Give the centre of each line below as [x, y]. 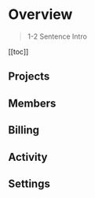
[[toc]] [18, 51]
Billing [24, 131]
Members [32, 103]
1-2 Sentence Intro [57, 36]
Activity [28, 157]
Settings [29, 183]
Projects [29, 77]
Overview [40, 15]
